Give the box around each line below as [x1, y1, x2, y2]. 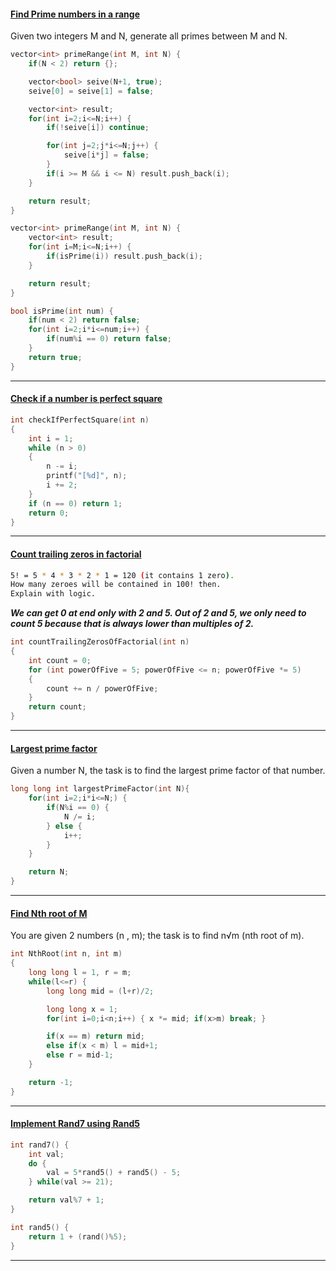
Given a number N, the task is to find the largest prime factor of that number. [10, 765, 326, 777]
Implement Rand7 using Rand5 [10, 1118, 140, 1130]
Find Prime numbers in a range [10, 8, 140, 20]
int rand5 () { [10, 1222, 70, 1232]
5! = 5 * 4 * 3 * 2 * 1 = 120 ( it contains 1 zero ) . [10, 570, 235, 580]
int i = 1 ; [28, 433, 74, 444]
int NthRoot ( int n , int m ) [10, 949, 123, 959]
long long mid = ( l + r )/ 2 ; [46, 986, 155, 996]
